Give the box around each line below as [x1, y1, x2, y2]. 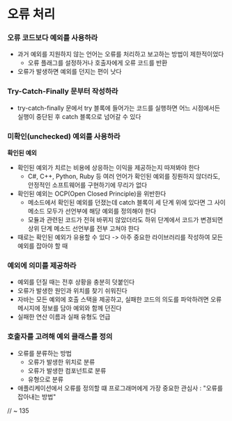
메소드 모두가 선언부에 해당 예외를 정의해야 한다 [27, 207, 157, 216]
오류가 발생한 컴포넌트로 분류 [27, 366, 107, 374]
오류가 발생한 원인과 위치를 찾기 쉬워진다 [17, 287, 127, 295]
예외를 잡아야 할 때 [17, 241, 68, 251]
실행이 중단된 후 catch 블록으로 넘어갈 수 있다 [17, 112, 141, 120]
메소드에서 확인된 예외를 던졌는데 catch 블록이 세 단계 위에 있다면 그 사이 [27, 198, 226, 207]
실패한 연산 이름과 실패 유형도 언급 [17, 312, 111, 321]
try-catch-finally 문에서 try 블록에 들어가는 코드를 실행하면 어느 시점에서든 [17, 104, 221, 112]
